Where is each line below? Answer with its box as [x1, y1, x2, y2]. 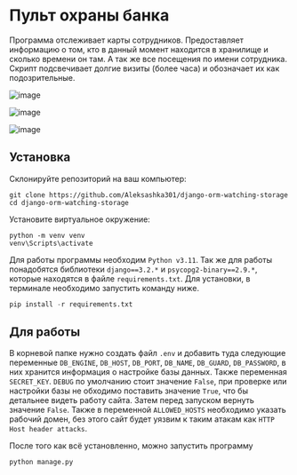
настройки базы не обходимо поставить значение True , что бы [9, 385, 249, 396]
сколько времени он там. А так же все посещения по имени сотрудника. [9, 53, 287, 64]
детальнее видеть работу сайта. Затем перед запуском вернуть [9, 395, 255, 406]
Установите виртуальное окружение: [9, 214, 151, 225]
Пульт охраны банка [9, 5, 170, 26]
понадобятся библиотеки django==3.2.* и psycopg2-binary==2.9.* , [9, 264, 258, 274]
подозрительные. [9, 72, 76, 83]
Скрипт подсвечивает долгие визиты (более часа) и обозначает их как [9, 63, 280, 74]
